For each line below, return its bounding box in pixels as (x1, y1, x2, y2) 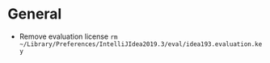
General (7, 5, 62, 23)
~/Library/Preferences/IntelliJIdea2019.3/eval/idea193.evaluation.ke (19, 40, 263, 48)
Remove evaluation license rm (19, 31, 118, 41)
